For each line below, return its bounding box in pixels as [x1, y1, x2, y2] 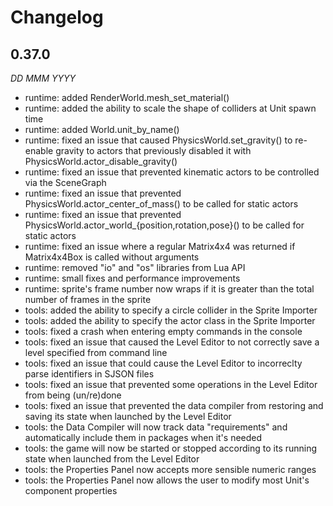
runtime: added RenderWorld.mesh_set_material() [24, 92, 230, 103]
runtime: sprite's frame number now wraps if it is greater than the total [24, 283, 315, 295]
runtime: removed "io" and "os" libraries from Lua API [24, 262, 246, 273]
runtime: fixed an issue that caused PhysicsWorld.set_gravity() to [24, 134, 293, 146]
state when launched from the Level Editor [24, 453, 200, 465]
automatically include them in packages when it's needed [24, 432, 263, 443]
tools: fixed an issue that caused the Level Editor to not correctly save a [24, 336, 320, 348]
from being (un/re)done [24, 389, 122, 401]
